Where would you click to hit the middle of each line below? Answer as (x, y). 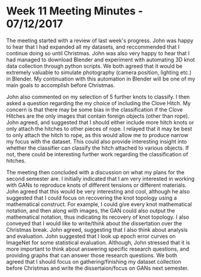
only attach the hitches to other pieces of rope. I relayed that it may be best (99, 129)
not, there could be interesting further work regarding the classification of (97, 154)
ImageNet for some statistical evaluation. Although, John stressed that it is (98, 242)
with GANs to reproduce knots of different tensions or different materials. (97, 185)
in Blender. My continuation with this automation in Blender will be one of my (101, 79)
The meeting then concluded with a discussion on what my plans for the (95, 172)
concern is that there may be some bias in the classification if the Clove (94, 109)
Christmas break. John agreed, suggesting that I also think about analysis (97, 230)
